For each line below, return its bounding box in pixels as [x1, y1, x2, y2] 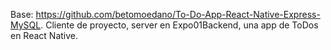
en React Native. [10, 30, 79, 41]
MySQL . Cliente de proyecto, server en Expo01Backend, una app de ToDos [10, 19, 319, 31]
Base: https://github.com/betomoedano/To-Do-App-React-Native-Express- [10, 9, 321, 20]
